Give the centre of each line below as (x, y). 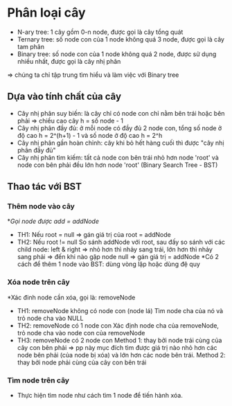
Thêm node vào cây (41, 206)
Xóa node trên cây (39, 282)
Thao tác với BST (44, 187)
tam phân (31, 46)
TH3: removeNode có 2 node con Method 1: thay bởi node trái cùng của (119, 340)
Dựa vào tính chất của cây (64, 97)
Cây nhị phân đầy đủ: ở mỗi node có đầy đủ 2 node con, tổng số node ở (119, 128)
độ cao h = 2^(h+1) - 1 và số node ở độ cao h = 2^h (90, 135)
